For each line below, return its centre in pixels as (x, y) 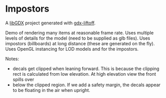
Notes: (12, 58)
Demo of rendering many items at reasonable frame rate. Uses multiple (79, 32)
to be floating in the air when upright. (51, 90)
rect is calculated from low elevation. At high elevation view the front (84, 74)
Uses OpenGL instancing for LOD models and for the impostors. (72, 49)
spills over (23, 79)
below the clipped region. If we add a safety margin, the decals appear (87, 85)
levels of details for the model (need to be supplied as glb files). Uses (78, 38)
